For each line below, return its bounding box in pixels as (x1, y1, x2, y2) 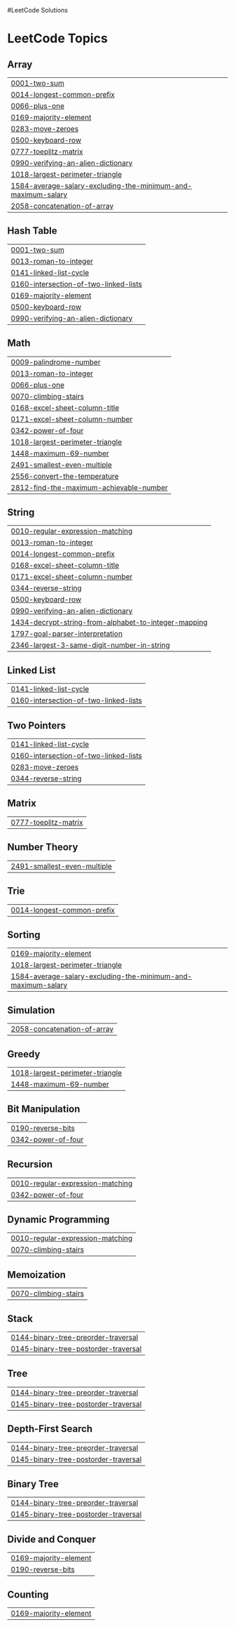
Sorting (7, 929, 41, 941)
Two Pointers (7, 719, 66, 731)
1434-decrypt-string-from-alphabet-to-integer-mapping (10, 618, 208, 627)
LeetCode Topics (7, 31, 108, 46)
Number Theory (7, 842, 78, 854)
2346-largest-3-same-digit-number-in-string (10, 640, 170, 650)
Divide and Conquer (7, 1533, 97, 1545)
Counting (7, 1588, 49, 1600)
